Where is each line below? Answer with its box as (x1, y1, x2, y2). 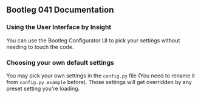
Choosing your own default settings (6, 58, 114, 67)
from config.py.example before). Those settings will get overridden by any (6, 78, 192, 85)
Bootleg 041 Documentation (6, 5, 114, 15)
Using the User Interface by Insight (6, 23, 112, 31)
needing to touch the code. (6, 43, 74, 50)
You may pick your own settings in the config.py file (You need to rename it (6, 72, 196, 79)
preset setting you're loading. (6, 85, 80, 92)
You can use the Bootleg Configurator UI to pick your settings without (6, 36, 180, 44)
